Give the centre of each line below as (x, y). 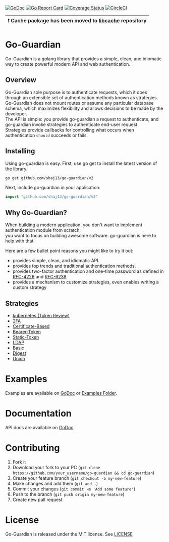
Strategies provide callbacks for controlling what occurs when (70, 130)
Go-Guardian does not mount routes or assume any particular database (79, 103)
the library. (16, 169)
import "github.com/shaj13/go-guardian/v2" (52, 197)
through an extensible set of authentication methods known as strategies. (82, 97)
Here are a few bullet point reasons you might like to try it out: (69, 251)
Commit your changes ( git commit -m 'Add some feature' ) (74, 489)
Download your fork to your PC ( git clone (56, 467)
